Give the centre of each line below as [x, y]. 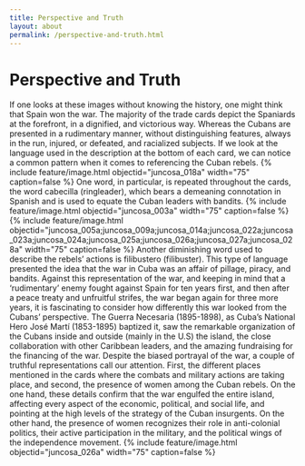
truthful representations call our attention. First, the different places [135, 365]
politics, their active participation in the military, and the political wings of [146, 433]
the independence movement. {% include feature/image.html [123, 442]
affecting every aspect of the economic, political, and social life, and [137, 404]
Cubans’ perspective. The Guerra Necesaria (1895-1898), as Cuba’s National [152, 317]
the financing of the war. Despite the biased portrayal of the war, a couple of [152, 356]
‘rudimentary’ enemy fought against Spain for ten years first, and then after [150, 288]
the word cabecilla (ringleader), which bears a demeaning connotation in [145, 192]
